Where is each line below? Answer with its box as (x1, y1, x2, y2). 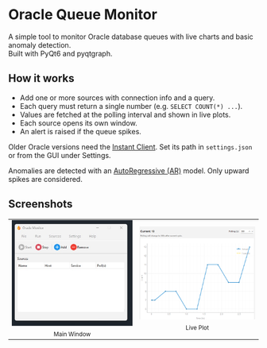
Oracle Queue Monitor (8, 6, 157, 24)
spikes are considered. (8, 174, 83, 184)
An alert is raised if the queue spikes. (19, 126, 141, 136)
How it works (8, 72, 75, 85)
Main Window (53, 330, 91, 338)
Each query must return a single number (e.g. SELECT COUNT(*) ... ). (19, 101, 243, 110)
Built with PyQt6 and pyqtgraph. (8, 48, 113, 58)
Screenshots (8, 197, 73, 211)
